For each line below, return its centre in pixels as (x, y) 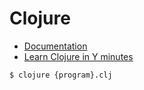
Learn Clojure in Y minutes (78, 56)
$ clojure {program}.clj (61, 75)
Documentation (55, 46)
